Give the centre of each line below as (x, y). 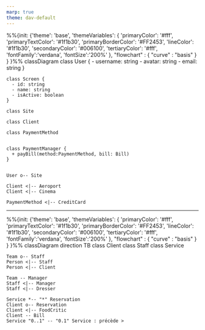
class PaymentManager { (37, 148)
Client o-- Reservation (37, 305)
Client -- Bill (26, 315)
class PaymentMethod (33, 132)
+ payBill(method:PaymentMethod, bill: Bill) (71, 154)
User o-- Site (24, 175)
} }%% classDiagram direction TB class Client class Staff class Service (95, 245)
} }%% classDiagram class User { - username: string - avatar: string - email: (102, 61)
